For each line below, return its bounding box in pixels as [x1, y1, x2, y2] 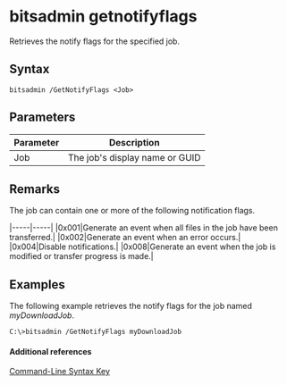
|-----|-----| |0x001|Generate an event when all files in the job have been [9, 222, 279, 233]
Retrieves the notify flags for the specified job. [9, 36, 181, 46]
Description [108, 136, 160, 148]
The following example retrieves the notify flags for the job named [9, 301, 253, 312]
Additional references [9, 346, 92, 356]
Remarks [9, 181, 61, 197]
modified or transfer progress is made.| [9, 251, 154, 262]
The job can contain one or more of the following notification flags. [9, 205, 256, 216]
